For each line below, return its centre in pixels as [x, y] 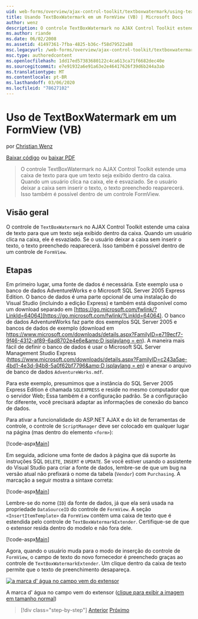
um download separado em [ [41, 309]
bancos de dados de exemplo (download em [60, 328]
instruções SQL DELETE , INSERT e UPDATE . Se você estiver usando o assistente [99, 461]
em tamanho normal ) [32, 599]
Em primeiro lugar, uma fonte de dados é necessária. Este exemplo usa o [95, 284]
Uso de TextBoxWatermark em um [91, 117]
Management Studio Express [41, 353]
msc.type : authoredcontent [39, 55]
